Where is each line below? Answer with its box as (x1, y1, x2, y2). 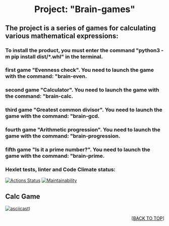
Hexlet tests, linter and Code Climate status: (5, 166, 116, 173)
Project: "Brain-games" (34, 4, 135, 15)
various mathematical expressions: (5, 31, 119, 40)
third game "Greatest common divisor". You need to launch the (5, 106, 162, 113)
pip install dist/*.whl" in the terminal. (11, 53, 103, 60)
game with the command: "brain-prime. (5, 153, 105, 160)
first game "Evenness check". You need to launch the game (5, 67, 154, 74)
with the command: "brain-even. (5, 73, 87, 80)
